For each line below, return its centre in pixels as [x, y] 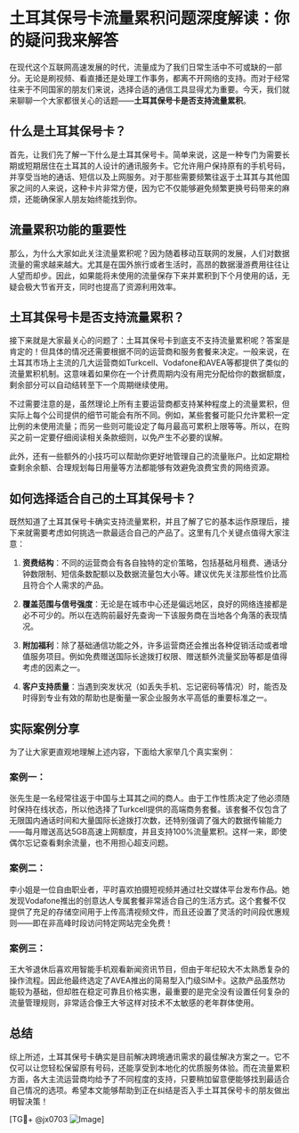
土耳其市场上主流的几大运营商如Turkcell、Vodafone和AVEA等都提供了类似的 [149, 363]
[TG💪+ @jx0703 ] [57, 1119]
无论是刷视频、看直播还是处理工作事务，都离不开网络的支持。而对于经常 [157, 78]
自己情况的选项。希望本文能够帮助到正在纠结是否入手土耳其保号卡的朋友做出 [149, 1090]
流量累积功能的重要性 [68, 230]
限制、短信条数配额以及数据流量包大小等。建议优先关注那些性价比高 [162, 574]
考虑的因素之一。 [53, 668]
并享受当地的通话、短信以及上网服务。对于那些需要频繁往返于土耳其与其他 [145, 177]
